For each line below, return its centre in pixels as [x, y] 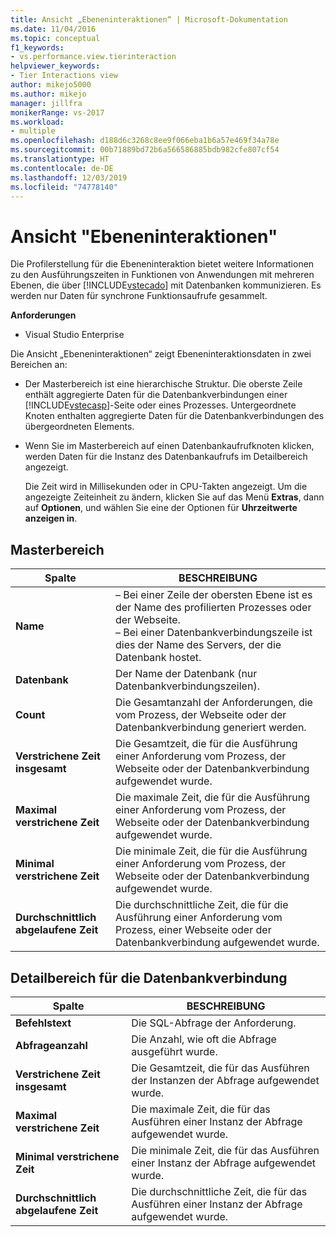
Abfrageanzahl [51, 1045]
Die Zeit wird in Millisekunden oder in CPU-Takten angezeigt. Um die [166, 487]
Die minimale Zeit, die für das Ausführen [225, 1150]
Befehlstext [43, 1023]
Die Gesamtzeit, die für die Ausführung [206, 744]
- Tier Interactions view [64, 76]
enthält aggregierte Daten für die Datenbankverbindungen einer [156, 395]
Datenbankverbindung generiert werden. [210, 728]
